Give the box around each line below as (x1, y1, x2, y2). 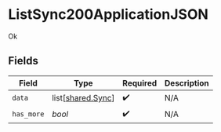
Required (122, 77, 158, 88)
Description (164, 77, 209, 88)
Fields (8, 54, 39, 68)
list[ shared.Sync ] (52, 93, 115, 104)
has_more (12, 110, 45, 119)
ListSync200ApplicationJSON (8, 5, 209, 24)
